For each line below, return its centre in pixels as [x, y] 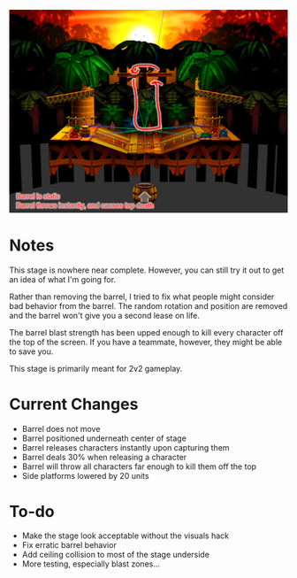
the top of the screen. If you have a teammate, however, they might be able [146, 342]
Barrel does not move [61, 428]
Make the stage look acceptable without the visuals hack [126, 536]
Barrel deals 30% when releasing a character [104, 457]
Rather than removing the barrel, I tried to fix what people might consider [142, 297]
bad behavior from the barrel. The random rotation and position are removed [148, 305]
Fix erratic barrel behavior [69, 545]
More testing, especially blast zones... [91, 564]
